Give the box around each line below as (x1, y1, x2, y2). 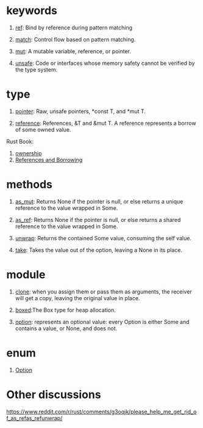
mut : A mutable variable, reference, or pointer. (15, 47, 132, 55)
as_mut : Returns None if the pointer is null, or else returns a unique (15, 197, 183, 205)
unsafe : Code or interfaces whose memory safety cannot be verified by (15, 59, 195, 67)
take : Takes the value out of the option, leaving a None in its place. (15, 246, 183, 254)
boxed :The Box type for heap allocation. (15, 306, 116, 314)
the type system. (15, 65, 58, 73)
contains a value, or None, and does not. (15, 325, 118, 332)
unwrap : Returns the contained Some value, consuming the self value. (15, 234, 192, 242)
